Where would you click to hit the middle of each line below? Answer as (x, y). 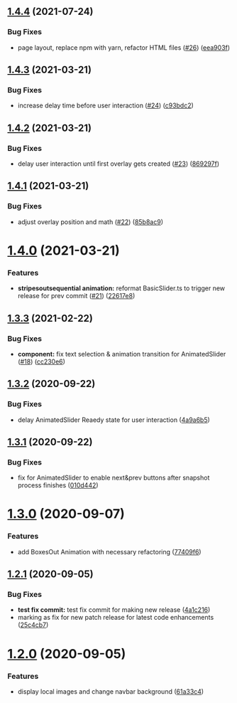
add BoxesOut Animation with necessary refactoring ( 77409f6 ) (109, 551)
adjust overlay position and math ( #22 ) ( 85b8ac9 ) (90, 222)
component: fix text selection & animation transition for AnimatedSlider (122, 354)
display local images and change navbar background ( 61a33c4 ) (111, 691)
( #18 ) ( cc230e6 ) (42, 361)
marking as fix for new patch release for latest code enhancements (116, 618)
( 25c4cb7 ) (33, 625)
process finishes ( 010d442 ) (58, 485)
